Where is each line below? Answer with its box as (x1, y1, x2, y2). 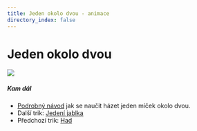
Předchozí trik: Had (17, 117, 73, 125)
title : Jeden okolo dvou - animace (7, 10, 110, 17)
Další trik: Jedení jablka (17, 109, 84, 117)
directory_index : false (7, 17, 76, 23)
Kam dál (7, 84, 32, 93)
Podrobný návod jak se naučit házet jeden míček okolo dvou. (17, 101, 191, 110)
